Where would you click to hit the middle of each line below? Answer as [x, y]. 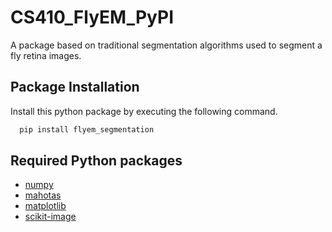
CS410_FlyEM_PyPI [92, 17]
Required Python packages [96, 161]
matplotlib [45, 206]
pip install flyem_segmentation [87, 129]
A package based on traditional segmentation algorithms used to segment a [166, 45]
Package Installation [75, 87]
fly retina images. [46, 55]
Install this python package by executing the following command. [144, 111]
